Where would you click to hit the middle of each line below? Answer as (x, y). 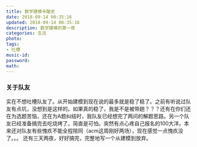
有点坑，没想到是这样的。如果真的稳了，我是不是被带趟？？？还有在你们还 (101, 108)
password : (18, 60)
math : (13, 66)
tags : (13, 45)
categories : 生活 (26, 33)
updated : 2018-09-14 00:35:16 (43, 22)
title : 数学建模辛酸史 (31, 11)
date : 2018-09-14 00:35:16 (39, 17)
